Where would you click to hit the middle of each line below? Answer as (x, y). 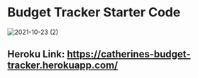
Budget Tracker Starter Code (94, 12)
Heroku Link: (36, 54)
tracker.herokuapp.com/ (63, 66)
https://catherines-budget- (129, 54)
